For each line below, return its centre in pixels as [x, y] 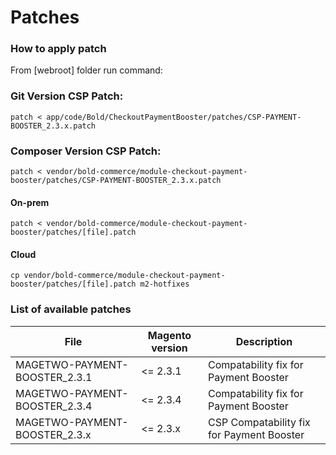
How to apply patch [58, 49]
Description [264, 341]
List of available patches [71, 309]
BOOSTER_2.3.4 [54, 406]
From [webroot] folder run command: [86, 70]
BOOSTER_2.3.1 [54, 377]
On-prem [30, 202]
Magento [169, 335]
